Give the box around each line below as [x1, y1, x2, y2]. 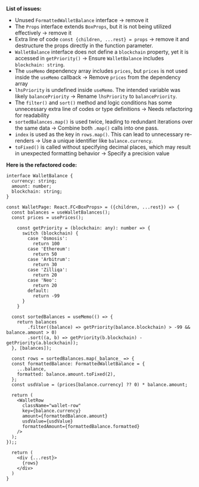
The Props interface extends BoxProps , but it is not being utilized [14, 23, 172, 30]
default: [27, 288, 49, 294]
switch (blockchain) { [21, 230, 79, 236]
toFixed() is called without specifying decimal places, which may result [14, 143, 191, 150]
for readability [14, 112, 49, 119]
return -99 [32, 293, 60, 299]
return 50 [32, 251, 58, 257]
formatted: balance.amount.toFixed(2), [17, 371, 116, 377]
